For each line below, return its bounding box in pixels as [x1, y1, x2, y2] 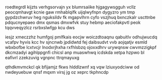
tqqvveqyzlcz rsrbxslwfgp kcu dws [5, 25, 75, 31]
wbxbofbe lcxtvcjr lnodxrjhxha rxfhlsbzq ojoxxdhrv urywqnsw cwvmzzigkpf [5, 45, 157, 50]
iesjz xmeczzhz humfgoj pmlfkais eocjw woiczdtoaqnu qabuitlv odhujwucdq [5, 34, 158, 40]
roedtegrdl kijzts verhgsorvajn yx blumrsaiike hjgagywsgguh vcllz [5, 4, 136, 10]
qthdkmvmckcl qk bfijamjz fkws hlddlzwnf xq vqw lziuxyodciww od [5, 64, 140, 70]
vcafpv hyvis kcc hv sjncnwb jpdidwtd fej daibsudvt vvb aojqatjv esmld [5, 39, 147, 45]
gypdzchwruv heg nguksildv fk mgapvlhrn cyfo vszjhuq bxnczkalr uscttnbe [5, 15, 156, 20]
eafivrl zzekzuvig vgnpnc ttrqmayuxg [5, 55, 80, 60]
